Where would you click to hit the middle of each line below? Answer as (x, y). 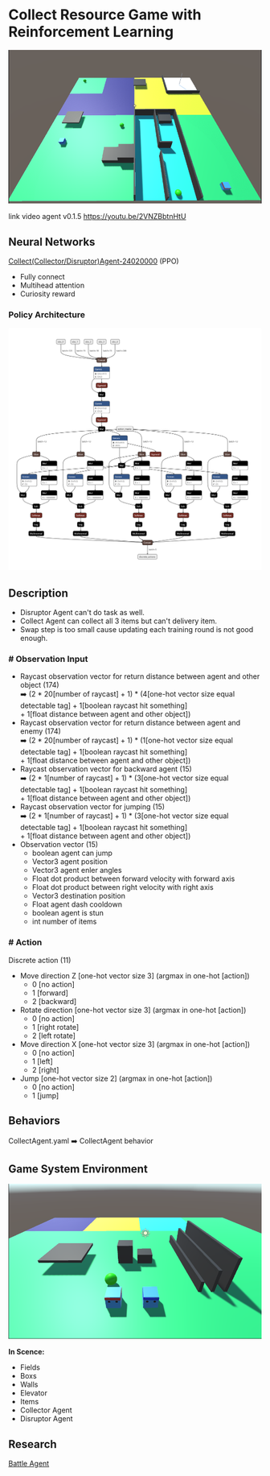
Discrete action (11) (40, 960)
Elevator (34, 1393)
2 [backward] (54, 1001)
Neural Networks (52, 242)
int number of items (64, 922)
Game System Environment (78, 1169)
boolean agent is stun (68, 913)
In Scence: (27, 1352)
